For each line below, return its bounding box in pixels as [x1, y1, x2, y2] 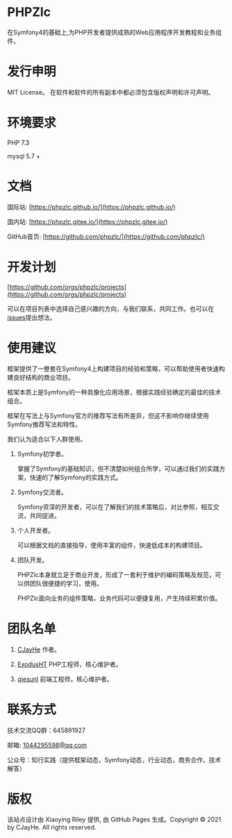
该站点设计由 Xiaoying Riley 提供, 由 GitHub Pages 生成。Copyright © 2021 [7, 815, 222, 824]
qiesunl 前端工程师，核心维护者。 [17, 675, 113, 683]
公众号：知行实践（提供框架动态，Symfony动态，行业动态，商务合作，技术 [7, 755, 222, 764]
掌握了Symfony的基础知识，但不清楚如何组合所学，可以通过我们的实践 [17, 464, 220, 473]
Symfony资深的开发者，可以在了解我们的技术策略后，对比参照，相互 [17, 502, 214, 511]
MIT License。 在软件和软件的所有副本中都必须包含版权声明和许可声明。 [7, 88, 215, 96]
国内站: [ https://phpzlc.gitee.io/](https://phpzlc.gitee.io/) [7, 217, 168, 226]
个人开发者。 [17, 526, 54, 534]
